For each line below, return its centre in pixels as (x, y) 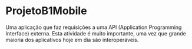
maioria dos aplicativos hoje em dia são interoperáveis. (72, 40)
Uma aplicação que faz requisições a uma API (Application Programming (94, 27)
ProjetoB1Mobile (46, 11)
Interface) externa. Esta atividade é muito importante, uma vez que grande (96, 33)
